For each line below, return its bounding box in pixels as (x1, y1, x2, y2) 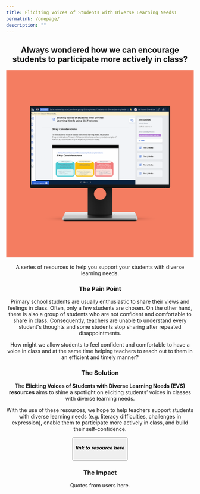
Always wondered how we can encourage (20, 45, 180, 55)
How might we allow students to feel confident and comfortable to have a (10, 341, 190, 348)
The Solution (81, 369, 119, 377)
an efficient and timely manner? (61, 354, 139, 361)
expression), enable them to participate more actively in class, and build (11, 419, 189, 426)
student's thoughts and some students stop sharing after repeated (18, 323, 182, 331)
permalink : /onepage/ (6, 15, 60, 22)
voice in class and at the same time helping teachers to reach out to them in (7, 348, 193, 355)
